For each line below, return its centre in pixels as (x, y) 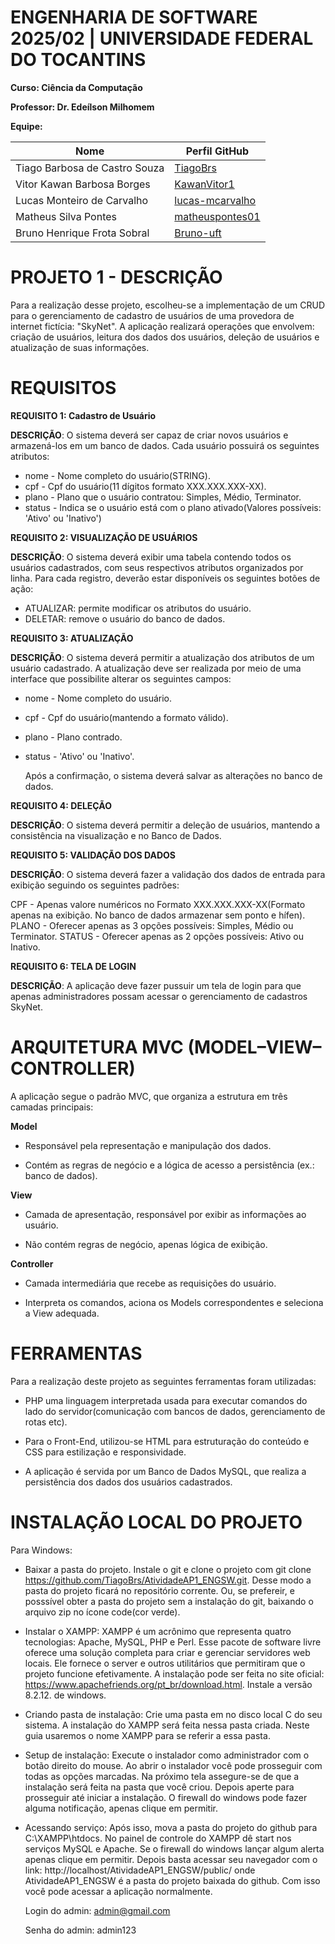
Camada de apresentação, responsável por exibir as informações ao (165, 1214)
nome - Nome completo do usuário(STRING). (117, 475)
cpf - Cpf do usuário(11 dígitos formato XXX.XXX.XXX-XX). (145, 486)
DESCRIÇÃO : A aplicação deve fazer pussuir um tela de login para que (156, 985)
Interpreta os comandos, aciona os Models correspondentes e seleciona (174, 1302)
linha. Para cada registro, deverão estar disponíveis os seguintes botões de (165, 578)
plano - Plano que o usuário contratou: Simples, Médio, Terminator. (163, 497)
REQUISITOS (63, 388)
